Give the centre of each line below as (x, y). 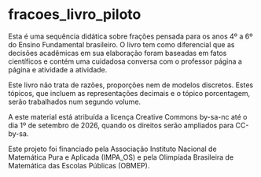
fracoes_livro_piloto (75, 15)
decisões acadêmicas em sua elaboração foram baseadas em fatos (118, 53)
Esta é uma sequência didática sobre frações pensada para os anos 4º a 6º (130, 36)
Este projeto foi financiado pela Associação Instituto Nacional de (113, 149)
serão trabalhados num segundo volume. (75, 101)
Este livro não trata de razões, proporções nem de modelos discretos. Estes (131, 85)
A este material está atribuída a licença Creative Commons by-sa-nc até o (128, 116)
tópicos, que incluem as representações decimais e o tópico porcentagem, (129, 93)
